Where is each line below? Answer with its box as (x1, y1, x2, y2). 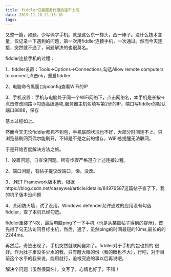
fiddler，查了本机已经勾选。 (5, 209, 64, 215)
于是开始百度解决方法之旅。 (5, 146, 64, 153)
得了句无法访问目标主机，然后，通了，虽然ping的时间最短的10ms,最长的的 (9, 226, 166, 232)
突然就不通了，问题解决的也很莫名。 (14, 45, 91, 51)
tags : (5, 17, 17, 22)
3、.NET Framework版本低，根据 (5, 179, 75, 185)
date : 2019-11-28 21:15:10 (5, 12, 63, 17)
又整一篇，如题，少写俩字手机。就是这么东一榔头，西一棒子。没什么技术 (5, 32, 158, 38)
